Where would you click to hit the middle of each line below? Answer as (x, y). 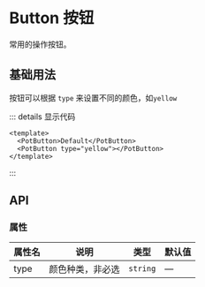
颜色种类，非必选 (85, 269)
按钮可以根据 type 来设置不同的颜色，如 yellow (93, 97)
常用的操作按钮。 (40, 44)
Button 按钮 (52, 18)
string (142, 269)
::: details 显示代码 (42, 117)
